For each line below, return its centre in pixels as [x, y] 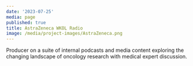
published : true [26, 22]
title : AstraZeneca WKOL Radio [45, 28]
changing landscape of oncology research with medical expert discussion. [97, 57]
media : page [21, 17]
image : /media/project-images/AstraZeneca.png [64, 34]
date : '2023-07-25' [30, 11]
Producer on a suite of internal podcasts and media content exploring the [95, 50]
